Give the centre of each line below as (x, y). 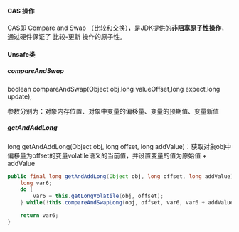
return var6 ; (39, 216)
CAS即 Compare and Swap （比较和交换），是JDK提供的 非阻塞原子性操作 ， (118, 28)
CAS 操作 (21, 11)
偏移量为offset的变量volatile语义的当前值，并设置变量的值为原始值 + (107, 155)
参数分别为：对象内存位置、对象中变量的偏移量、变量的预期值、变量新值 (113, 111)
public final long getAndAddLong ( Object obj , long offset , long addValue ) (121, 176)
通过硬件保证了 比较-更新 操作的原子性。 (67, 37)
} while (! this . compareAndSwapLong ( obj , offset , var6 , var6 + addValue (127, 203)
